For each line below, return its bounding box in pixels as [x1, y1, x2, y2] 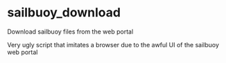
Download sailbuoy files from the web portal [7, 27, 134, 36]
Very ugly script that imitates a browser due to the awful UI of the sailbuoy [7, 40, 220, 49]
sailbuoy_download [7, 5, 121, 21]
